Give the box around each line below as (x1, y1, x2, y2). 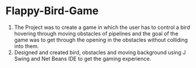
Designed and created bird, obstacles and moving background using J (14, 48, 186, 56)
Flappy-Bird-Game (5, 4, 99, 18)
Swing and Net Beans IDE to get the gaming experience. (14, 55, 152, 62)
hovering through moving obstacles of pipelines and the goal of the (14, 30, 179, 37)
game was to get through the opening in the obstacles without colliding (14, 36, 188, 43)
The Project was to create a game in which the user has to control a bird (14, 24, 190, 31)
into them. (14, 43, 39, 50)
